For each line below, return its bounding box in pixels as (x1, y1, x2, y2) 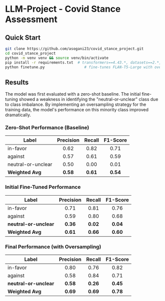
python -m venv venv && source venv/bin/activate (5, 55, 109, 60)
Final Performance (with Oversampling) (5, 243, 102, 250)
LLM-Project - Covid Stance (5, 3, 121, 15)
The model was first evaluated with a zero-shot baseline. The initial (5, 91, 141, 97)
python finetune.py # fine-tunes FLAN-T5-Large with (5, 65, 153, 70)
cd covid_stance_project (5, 50, 56, 56)
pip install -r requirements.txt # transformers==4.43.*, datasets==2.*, (5, 60, 162, 65)
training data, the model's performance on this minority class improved (5, 107, 149, 113)
